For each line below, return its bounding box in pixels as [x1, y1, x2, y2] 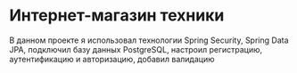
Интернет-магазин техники [9, 5, 225, 26]
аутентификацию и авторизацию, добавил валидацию [9, 53, 215, 64]
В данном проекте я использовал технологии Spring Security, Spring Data [9, 35, 289, 45]
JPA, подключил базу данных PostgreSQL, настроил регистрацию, [9, 44, 263, 54]
